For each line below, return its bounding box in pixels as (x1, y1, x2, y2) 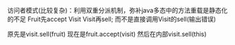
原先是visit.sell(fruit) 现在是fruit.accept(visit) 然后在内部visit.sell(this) (7, 30, 207, 38)
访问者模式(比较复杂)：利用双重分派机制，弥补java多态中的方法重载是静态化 (7, 6, 228, 14)
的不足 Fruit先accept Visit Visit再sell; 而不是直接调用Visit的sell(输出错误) (7, 15, 217, 23)
